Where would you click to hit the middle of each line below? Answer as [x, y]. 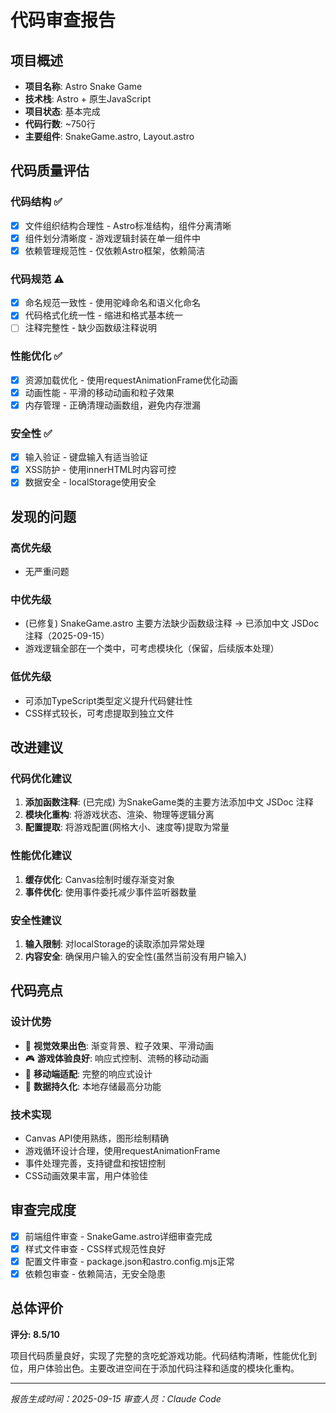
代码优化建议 [41, 778]
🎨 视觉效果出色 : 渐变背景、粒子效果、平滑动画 [119, 1045]
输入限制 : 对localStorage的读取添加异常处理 [114, 943]
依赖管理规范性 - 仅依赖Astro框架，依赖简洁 [115, 250]
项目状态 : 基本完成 [62, 111]
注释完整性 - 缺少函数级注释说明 [91, 328]
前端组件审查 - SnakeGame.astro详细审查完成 [118, 1236]
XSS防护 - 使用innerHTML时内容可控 [100, 470]
